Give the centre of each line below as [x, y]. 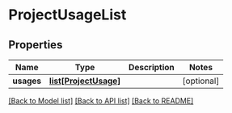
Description [152, 67]
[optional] [201, 81]
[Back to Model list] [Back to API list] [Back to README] [101, 101]
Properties [36, 45]
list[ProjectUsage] [85, 81]
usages [27, 81]
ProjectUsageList [67, 15]
